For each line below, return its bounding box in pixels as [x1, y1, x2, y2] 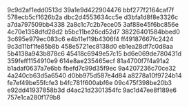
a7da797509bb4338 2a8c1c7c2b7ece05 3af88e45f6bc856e [7, 21, 179, 28]
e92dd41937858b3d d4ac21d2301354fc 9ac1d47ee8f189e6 [7, 86, 177, 94]
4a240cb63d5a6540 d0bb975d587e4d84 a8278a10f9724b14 [7, 71, 182, 80]
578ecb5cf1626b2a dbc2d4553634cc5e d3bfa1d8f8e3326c [7, 13, 179, 21]
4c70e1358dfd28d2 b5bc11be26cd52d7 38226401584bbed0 [7, 27, 181, 36]
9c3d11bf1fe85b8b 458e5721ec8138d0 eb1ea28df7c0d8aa [7, 43, 174, 50]
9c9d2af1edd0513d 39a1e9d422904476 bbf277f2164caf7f [7, 6, 175, 14]
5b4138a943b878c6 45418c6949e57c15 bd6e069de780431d [7, 49, 181, 58]
